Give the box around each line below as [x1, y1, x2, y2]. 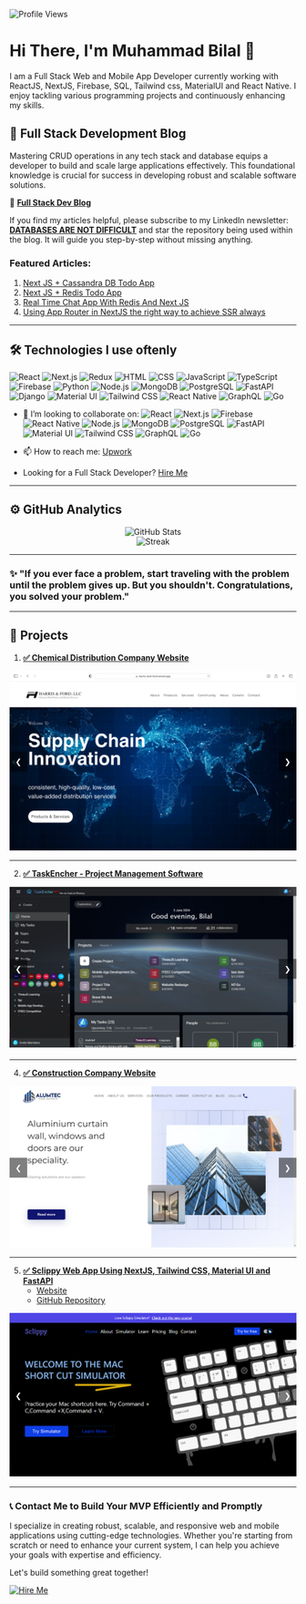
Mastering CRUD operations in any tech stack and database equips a [9, 150, 269, 161]
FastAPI [22, 1276, 54, 1287]
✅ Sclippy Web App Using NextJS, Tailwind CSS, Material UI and [22, 1265, 270, 1276]
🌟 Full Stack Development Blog [9, 126, 187, 141]
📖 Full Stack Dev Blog [9, 197, 92, 208]
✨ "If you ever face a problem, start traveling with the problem [9, 567, 290, 580]
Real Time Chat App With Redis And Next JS [22, 297, 189, 308]
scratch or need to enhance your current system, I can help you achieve [9, 1539, 280, 1550]
